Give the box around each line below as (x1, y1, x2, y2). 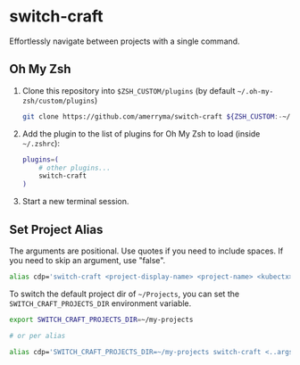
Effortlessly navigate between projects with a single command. (9, 36, 240, 46)
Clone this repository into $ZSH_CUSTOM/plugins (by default (21, 85, 236, 95)
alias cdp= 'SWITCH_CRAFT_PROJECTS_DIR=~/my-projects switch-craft (9, 347, 262, 356)
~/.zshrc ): (21, 137, 61, 148)
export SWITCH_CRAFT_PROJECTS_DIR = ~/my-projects (9, 315, 194, 324)
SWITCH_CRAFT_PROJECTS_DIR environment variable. (9, 297, 192, 309)
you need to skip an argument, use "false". (9, 254, 166, 265)
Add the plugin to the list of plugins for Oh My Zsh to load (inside (21, 128, 261, 139)
